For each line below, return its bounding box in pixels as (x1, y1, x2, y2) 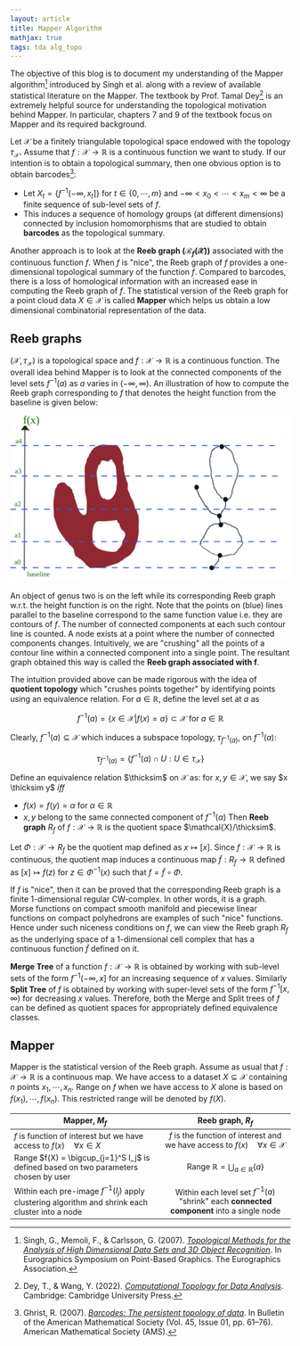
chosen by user (13, 1171, 71, 1182)
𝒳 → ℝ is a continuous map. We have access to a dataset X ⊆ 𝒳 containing (10, 1071, 288, 1082)
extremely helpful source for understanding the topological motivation (10, 99, 267, 111)
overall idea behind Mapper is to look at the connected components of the (10, 367, 282, 377)
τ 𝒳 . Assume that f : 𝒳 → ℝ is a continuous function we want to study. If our (10, 146, 287, 160)
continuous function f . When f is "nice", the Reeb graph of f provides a (10, 257, 269, 268)
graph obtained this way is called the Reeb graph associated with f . (10, 656, 260, 667)
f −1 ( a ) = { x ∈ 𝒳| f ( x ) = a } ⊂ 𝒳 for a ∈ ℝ (77, 711, 224, 723)
